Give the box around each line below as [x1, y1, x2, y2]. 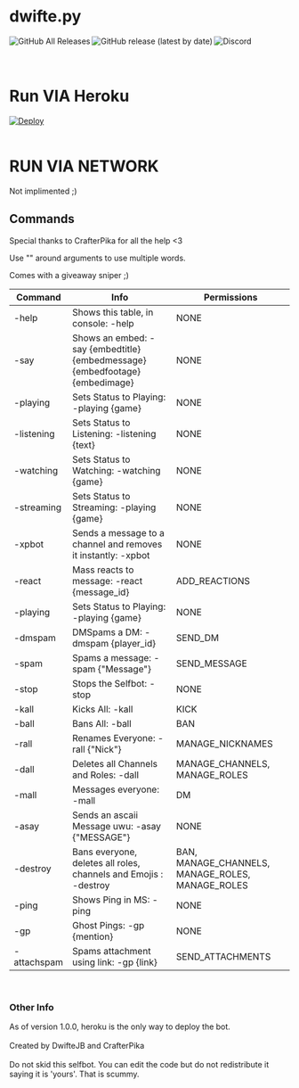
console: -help [72, 317, 135, 329]
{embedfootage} [72, 365, 141, 377]
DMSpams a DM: [72, 626, 142, 639]
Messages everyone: [72, 783, 160, 795]
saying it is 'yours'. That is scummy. [9, 1068, 140, 1079]
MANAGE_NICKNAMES [176, 738, 273, 750]
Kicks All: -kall [72, 703, 133, 715]
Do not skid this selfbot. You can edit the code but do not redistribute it [9, 1059, 270, 1069]
